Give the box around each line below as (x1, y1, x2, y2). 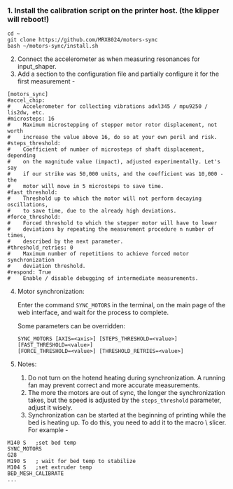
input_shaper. (17, 62, 57, 71)
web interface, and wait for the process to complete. (17, 308, 169, 317)
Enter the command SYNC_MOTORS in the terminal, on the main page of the (17, 301, 226, 309)
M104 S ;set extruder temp (7, 464, 92, 471)
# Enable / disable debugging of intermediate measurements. (7, 275, 199, 282)
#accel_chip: (7, 97, 45, 104)
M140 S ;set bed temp (7, 439, 77, 447)
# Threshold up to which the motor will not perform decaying (7, 195, 202, 202)
